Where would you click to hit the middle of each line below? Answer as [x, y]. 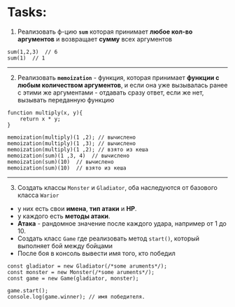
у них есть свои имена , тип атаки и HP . [77, 208]
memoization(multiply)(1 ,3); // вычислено [72, 143]
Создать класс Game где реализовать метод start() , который [108, 238]
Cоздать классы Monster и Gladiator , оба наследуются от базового [117, 187]
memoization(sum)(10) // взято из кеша [67, 168]
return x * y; [40, 119]
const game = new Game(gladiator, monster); [73, 278]
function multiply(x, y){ [45, 113]
